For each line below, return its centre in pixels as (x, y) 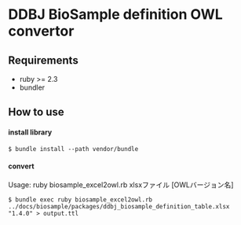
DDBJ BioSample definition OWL (116, 15)
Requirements (43, 60)
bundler (32, 87)
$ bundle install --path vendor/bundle (73, 149)
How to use (36, 112)
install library (30, 132)
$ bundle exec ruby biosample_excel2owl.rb (80, 199)
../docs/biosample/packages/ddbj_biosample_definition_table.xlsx (119, 206)
